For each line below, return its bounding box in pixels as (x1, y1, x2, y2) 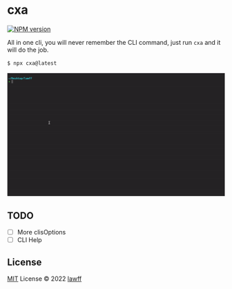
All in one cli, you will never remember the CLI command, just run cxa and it (7, 38, 221, 46)
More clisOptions (17, 228, 66, 237)
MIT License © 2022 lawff (7, 275, 82, 283)
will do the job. (7, 46, 49, 54)
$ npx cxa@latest (7, 59, 57, 67)
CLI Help (17, 236, 43, 244)
